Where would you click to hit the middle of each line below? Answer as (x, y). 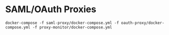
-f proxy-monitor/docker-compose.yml (72, 27)
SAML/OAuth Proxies (51, 9)
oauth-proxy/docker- (143, 23)
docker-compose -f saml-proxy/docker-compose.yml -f (62, 23)
